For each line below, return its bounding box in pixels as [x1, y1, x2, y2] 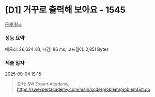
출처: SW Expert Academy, [16, 81, 70, 87]
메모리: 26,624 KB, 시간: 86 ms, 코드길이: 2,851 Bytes [5, 46, 109, 52]
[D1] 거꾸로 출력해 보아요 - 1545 [5, 4, 126, 15]
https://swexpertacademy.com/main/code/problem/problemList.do [16, 86, 151, 92]
